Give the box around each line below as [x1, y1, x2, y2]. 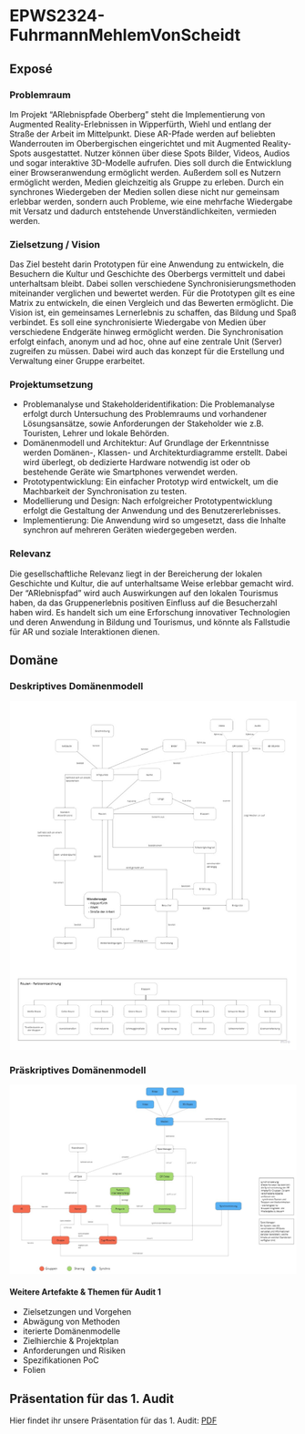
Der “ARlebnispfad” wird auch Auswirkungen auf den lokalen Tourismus [9, 587, 279, 598]
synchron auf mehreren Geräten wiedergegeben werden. [22, 524, 238, 535]
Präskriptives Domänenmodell [9, 1063, 147, 1076]
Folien [22, 1365, 46, 1376]
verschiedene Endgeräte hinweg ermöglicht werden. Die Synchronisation [9, 327, 284, 338]
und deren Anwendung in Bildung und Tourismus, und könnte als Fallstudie [9, 616, 290, 627]
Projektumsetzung [9, 379, 94, 392]
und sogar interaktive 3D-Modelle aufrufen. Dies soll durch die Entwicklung [9, 157, 292, 168]
